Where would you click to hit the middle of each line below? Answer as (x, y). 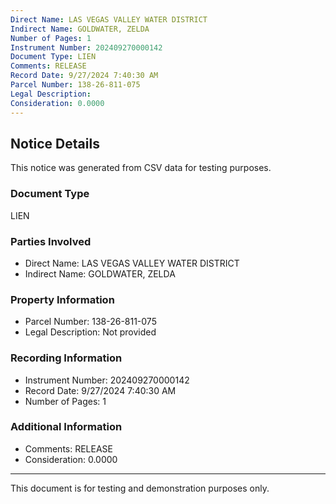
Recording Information (66, 358)
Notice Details (55, 143)
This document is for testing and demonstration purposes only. (140, 488)
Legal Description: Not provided (90, 332)
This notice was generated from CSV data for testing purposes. (141, 168)
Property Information (62, 299)
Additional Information (66, 427)
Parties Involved (51, 241)
